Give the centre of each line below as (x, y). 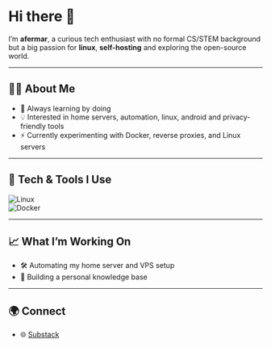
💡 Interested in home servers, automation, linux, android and (121, 117)
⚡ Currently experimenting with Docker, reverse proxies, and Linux (130, 135)
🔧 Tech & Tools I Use (60, 180)
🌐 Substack (40, 335)
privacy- (237, 117)
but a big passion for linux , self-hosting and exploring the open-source (128, 47)
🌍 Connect (37, 311)
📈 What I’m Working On (70, 241)
